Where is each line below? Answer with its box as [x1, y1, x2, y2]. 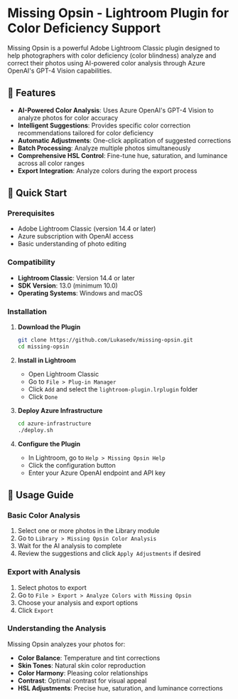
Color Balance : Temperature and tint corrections [17, 653, 161, 662]
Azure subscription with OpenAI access [17, 232, 134, 241]
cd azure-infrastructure [17, 420, 92, 427]
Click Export [17, 606, 54, 614]
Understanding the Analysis [7, 624, 107, 634]
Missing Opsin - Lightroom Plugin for [7, 5, 229, 21]
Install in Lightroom [17, 356, 77, 364]
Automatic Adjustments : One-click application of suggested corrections [17, 136, 232, 144]
